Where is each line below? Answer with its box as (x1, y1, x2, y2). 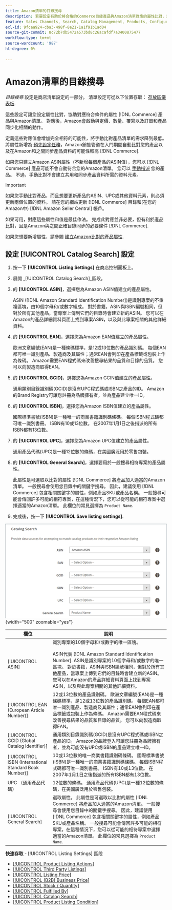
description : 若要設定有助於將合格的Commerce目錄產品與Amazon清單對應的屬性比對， (5, 13, 166, 19)
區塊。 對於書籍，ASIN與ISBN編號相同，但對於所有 (52, 664, 160, 670)
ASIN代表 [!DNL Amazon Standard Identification (52, 651, 154, 657)
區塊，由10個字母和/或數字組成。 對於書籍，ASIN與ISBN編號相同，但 (17, 303, 163, 310)
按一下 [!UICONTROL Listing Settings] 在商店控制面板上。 (12, 264, 136, 270)
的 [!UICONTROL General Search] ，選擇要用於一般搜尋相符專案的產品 (12, 459, 161, 466)
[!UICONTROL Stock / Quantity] (12, 883, 79, 889)
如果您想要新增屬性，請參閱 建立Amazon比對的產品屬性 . (5, 234, 124, 240)
